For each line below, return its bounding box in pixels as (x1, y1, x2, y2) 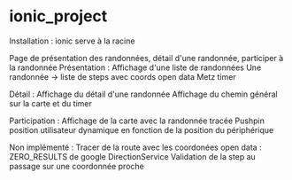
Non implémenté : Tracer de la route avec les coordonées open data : (9, 142, 263, 153)
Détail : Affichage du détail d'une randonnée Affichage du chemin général (9, 89, 278, 99)
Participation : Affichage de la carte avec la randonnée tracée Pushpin (9, 115, 265, 126)
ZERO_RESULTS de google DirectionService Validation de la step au (9, 151, 257, 161)
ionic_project (9, 6, 108, 27)
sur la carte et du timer (9, 98, 93, 108)
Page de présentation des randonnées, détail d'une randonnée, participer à (9, 52, 284, 63)
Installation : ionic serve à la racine (9, 35, 135, 46)
